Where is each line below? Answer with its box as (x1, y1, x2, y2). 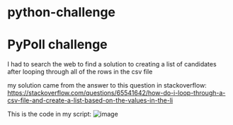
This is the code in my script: (7, 110, 92, 119)
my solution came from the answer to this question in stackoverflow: (7, 81, 207, 90)
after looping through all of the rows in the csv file (7, 68, 153, 76)
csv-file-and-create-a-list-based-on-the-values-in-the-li (7, 96, 174, 105)
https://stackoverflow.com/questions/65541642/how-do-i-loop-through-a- (7, 89, 226, 97)
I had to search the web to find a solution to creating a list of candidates (7, 60, 217, 69)
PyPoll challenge (7, 37, 108, 53)
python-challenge (7, 4, 115, 20)
